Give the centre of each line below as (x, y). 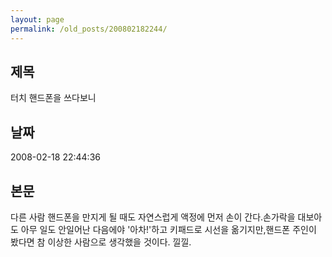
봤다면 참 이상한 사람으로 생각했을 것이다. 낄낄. (101, 242)
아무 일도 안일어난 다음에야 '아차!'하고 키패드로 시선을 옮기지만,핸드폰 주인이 (168, 229)
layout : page (37, 19)
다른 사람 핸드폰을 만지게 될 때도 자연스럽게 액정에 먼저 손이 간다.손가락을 (153, 217)
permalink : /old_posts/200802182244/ (89, 29)
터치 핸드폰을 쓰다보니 (53, 98)
